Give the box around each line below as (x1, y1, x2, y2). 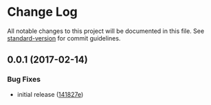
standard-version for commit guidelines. (7, 34, 121, 42)
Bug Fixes (7, 75, 41, 84)
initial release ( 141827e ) (16, 90, 84, 98)
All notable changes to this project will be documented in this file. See (7, 27, 205, 35)
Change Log (7, 4, 78, 20)
